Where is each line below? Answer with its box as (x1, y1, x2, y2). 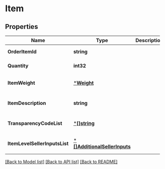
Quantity (7, 62, 28, 69)
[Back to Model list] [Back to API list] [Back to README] (5, 159, 118, 165)
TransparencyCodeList (7, 120, 62, 126)
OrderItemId (7, 48, 37, 55)
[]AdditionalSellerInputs (73, 143, 131, 150)
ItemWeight (7, 79, 35, 86)
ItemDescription (7, 100, 46, 106)
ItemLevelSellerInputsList (7, 140, 69, 147)
